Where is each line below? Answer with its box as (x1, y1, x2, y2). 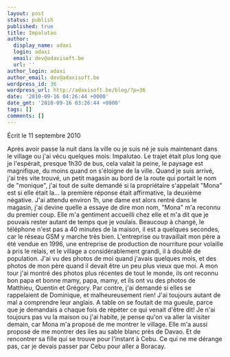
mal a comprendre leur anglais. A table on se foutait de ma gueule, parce (7, 298, 213, 306)
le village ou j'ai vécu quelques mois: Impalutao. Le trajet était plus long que (7, 152, 222, 160)
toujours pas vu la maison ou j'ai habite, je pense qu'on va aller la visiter (7, 312, 211, 321)
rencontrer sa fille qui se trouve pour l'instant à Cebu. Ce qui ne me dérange (7, 334, 222, 343)
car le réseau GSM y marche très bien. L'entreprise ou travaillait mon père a (7, 232, 221, 241)
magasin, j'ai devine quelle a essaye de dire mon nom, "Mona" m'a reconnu (7, 203, 221, 211)
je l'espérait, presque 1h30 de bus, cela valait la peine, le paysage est (7, 159, 204, 167)
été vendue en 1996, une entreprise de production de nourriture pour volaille (7, 239, 224, 248)
